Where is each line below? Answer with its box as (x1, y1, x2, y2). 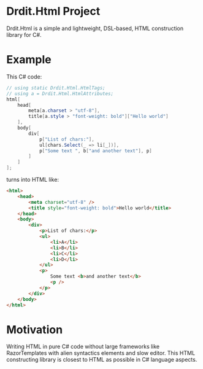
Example (6, 53, 52, 67)
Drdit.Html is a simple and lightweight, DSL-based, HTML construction (6, 25, 184, 32)
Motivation (6, 322, 63, 336)
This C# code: (6, 72, 42, 80)
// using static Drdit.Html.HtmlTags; (6, 85, 105, 91)
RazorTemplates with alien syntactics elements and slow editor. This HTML (6, 349, 195, 357)
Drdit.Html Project (6, 4, 101, 18)
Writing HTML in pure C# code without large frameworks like (6, 343, 160, 351)
